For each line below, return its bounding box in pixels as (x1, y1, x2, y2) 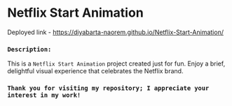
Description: (7, 45, 52, 53)
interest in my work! (7, 91, 81, 99)
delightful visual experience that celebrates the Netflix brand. (7, 67, 184, 75)
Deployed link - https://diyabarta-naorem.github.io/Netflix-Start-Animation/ (7, 28, 224, 36)
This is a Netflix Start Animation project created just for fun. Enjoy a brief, (7, 59, 226, 68)
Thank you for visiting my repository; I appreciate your (7, 84, 210, 92)
